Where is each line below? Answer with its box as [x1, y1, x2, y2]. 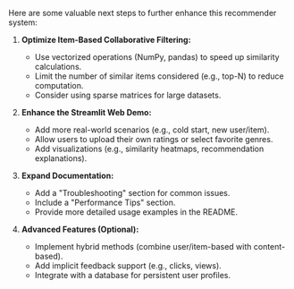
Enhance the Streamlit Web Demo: [21, 107, 152, 117]
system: [8, 17, 38, 28]
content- [253, 242, 286, 251]
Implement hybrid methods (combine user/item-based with [34, 242, 252, 251]
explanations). [34, 153, 88, 164]
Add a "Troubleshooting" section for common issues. [34, 188, 231, 198]
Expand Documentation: [21, 170, 114, 181]
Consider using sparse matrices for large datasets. [34, 89, 222, 100]
